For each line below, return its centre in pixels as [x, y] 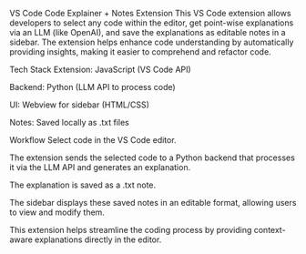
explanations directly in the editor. [98, 239]
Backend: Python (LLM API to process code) [92, 87]
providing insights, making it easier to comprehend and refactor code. [140, 52]
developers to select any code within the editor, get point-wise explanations [152, 23]
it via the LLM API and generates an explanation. [100, 167]
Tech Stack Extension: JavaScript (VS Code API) [100, 69]
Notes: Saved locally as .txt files [69, 122]
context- [270, 230]
